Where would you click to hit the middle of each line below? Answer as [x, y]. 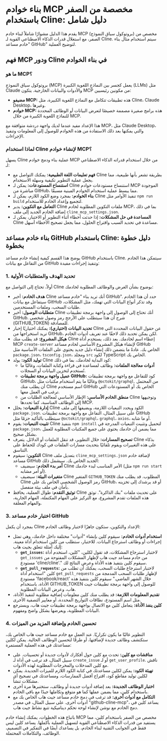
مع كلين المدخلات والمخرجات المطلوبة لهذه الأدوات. [61, 665]
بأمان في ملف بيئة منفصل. [44, 487]
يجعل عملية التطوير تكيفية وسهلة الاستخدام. [53, 180]
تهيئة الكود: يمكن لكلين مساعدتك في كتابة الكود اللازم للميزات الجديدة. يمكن [83, 670]
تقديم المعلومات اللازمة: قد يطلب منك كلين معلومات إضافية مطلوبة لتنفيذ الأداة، [86, 594]
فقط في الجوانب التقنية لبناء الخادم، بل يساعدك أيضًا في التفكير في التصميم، [76, 728]
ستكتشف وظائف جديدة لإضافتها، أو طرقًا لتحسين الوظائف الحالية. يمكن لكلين [77, 639]
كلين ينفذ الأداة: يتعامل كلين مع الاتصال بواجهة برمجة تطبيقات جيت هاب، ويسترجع [87, 605]
